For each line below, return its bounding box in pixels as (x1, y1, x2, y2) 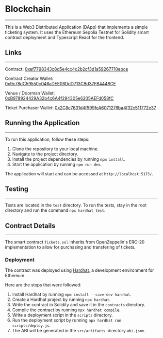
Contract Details (5, 222, 56, 230)
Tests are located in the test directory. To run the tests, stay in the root (5, 202, 147, 208)
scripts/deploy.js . (12, 322, 51, 328)
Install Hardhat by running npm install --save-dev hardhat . (12, 291, 132, 298)
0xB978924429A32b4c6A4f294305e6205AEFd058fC (5, 95, 114, 101)
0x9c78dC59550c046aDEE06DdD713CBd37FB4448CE (5, 80, 116, 86)
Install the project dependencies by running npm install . (12, 156, 126, 162)
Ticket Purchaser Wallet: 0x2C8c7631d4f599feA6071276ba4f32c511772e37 (5, 105, 157, 111)
